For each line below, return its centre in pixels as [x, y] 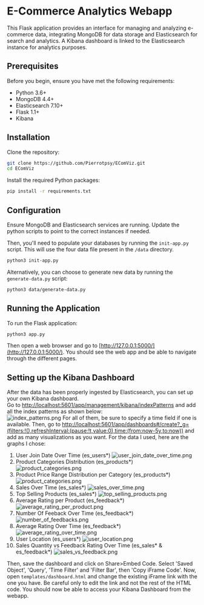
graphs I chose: [26, 444]
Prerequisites [33, 66]
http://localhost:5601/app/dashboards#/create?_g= [126, 425]
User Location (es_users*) [48, 539]
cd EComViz [21, 169]
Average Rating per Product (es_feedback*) [70, 500]
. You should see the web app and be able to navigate [130, 352]
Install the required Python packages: [54, 180]
